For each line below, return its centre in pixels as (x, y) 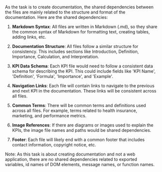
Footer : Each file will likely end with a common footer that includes (78, 140)
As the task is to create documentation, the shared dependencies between (79, 7)
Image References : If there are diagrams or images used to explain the (83, 125)
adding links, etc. (29, 37)
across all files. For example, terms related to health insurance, (74, 110)
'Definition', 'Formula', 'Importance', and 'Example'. (63, 76)
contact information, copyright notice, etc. (54, 145)
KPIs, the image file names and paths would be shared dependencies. (81, 130)
